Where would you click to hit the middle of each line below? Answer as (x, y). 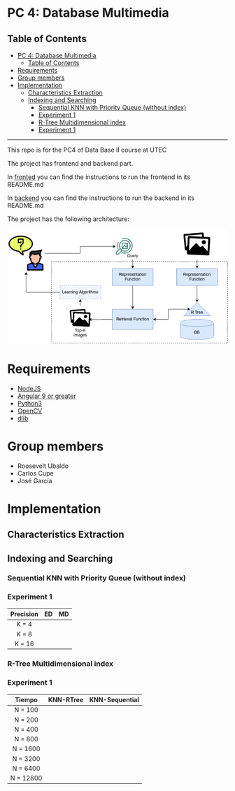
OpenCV (30, 411)
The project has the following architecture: (68, 219)
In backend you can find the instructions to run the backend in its (101, 198)
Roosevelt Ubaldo (43, 466)
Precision (24, 614)
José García (35, 480)
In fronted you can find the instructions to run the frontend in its (99, 177)
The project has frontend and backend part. (70, 163)
